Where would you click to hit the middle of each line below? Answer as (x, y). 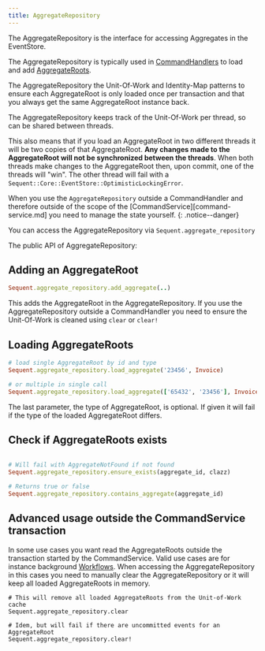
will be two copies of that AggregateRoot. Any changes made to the (119, 149)
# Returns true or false (49, 487)
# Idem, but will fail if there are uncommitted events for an (114, 625)
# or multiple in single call (58, 384)
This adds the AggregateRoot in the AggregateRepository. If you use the (125, 303)
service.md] (28, 214)
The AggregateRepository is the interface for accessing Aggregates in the (128, 38)
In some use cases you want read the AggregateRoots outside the (115, 549)
